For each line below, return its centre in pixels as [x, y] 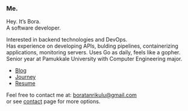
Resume [25, 83]
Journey [25, 77]
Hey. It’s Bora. [23, 22]
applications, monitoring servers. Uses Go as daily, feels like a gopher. [93, 52]
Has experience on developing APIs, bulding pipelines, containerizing [92, 46]
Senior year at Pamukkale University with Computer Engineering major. [94, 59]
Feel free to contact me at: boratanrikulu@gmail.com [72, 95]
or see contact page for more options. [53, 101]
